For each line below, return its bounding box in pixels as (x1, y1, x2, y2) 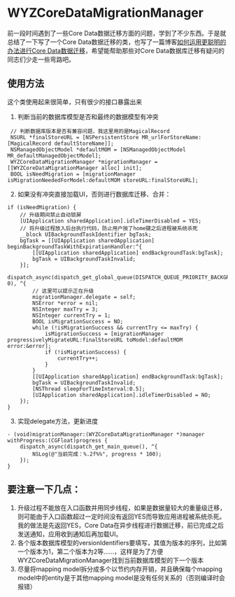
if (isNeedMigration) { (7, 204, 77, 211)
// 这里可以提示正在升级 (32, 287, 94, 295)
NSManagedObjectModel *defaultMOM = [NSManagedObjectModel (10, 146, 187, 153)
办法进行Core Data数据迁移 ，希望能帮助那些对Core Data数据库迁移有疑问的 (7, 46, 225, 55)
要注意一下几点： (7, 484, 81, 496)
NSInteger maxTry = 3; (32, 306, 99, 313)
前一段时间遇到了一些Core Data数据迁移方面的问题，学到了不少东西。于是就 (7, 29, 227, 37)
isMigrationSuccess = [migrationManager (44, 330, 164, 337)
